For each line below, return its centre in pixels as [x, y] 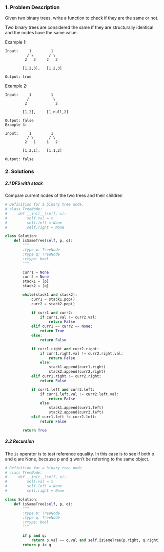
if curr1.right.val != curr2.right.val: [82, 353]
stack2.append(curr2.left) [76, 412]
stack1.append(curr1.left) [76, 408]
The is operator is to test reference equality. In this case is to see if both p [80, 454]
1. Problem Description [32, 7]
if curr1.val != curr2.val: [68, 317]
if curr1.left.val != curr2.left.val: [79, 394]
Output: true [18, 77]
